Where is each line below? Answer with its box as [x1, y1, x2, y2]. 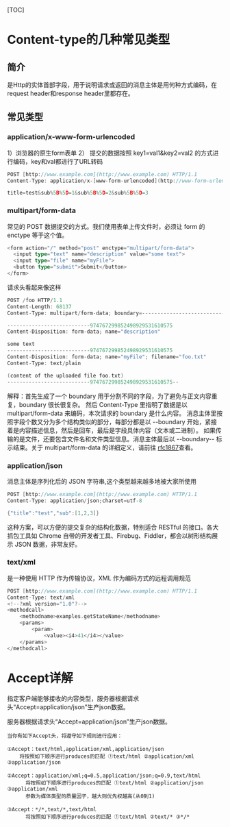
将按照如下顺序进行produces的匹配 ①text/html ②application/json [25, 779, 204, 787]
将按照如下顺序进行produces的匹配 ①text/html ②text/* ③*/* [25, 813, 190, 820]
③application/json [7, 758, 62, 766]
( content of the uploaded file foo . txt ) [7, 372, 125, 379]
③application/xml [7, 785, 58, 792]
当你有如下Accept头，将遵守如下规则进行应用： [7, 732, 123, 739]
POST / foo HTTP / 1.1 [7, 297, 63, 304]
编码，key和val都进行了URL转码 [12, 157, 103, 165]
